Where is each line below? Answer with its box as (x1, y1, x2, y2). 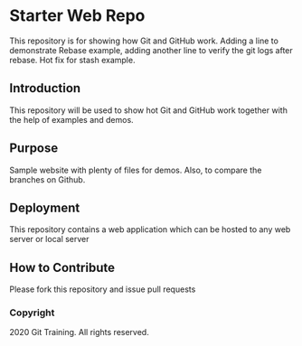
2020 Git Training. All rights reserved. (9, 327, 149, 338)
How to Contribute (9, 259, 116, 276)
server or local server (9, 234, 90, 245)
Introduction (9, 80, 81, 96)
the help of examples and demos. (9, 114, 134, 125)
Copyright (9, 306, 55, 319)
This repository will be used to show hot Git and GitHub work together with (9, 105, 288, 116)
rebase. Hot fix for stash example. (9, 54, 136, 65)
